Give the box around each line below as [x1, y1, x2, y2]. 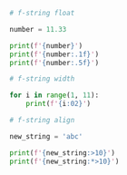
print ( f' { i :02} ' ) [25, 100, 92, 109]
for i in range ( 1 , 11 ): [9, 91, 100, 100]
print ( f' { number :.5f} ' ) [9, 58, 100, 67]
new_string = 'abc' [9, 131, 83, 141]
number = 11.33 [9, 24, 67, 34]
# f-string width [9, 74, 75, 83]
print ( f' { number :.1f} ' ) [9, 50, 100, 59]
